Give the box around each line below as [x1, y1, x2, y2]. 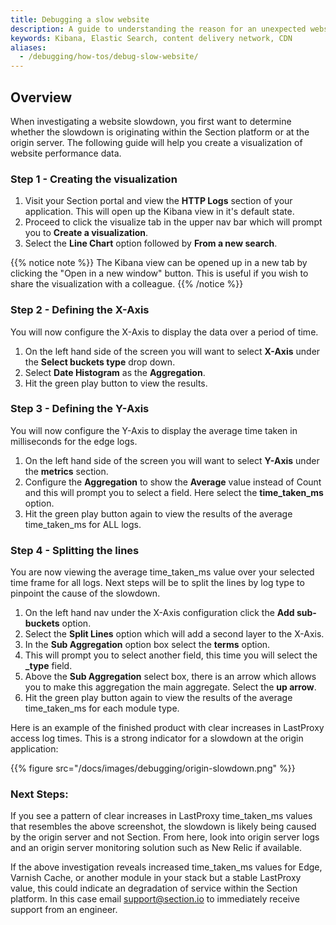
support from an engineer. [10, 904, 118, 916]
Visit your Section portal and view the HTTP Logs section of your [24, 195, 293, 207]
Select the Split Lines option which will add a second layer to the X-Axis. [24, 628, 325, 640]
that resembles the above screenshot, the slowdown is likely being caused [10, 821, 317, 833]
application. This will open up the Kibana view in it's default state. [24, 206, 295, 218]
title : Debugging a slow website [10, 14, 150, 25]
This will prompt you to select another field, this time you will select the [24, 649, 318, 661]
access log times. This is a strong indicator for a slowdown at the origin [10, 732, 304, 745]
